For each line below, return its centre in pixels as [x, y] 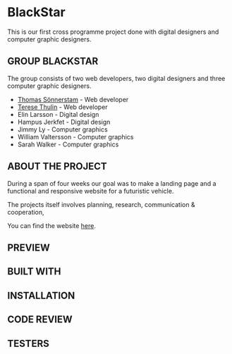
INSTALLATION [41, 295]
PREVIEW [29, 247]
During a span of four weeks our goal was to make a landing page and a [112, 183]
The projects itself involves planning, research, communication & [101, 204]
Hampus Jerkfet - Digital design [64, 122]
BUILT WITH [34, 272]
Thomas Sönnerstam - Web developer [73, 99]
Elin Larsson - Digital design [58, 114]
